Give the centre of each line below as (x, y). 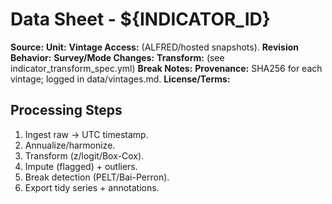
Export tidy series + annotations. (92, 187)
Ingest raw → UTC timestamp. (86, 134)
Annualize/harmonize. (70, 145)
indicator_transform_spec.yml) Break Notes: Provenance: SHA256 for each (166, 68)
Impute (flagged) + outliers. (81, 166)
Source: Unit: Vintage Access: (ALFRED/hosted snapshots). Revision (155, 47)
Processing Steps (66, 110)
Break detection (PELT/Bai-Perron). (97, 177)
